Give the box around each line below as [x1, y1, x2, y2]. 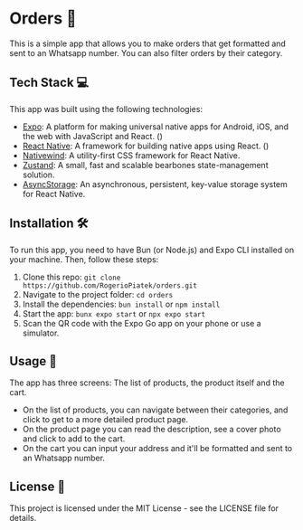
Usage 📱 [9, 353, 57, 369]
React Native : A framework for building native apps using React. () [22, 140, 270, 151]
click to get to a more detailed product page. [22, 414, 189, 425]
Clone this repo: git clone [22, 271, 121, 282]
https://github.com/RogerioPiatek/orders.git [22, 280, 197, 290]
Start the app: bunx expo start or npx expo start [22, 308, 206, 319]
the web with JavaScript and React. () [22, 130, 163, 141]
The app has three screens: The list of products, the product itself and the [9, 377, 285, 388]
